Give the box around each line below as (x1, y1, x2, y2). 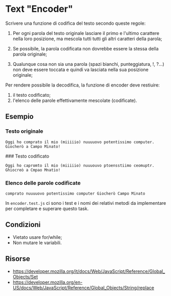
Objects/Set (12, 273, 38, 280)
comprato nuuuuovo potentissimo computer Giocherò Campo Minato (5, 191, 145, 196)
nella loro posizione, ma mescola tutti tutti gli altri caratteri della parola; (12, 36, 162, 42)
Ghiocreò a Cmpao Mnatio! (5, 167, 60, 172)
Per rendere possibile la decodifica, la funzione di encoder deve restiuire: (5, 82, 160, 88)
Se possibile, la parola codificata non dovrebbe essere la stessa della (12, 45, 159, 51)
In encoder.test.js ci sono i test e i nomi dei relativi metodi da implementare (5, 200, 166, 206)
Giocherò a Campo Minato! (5, 144, 60, 149)
